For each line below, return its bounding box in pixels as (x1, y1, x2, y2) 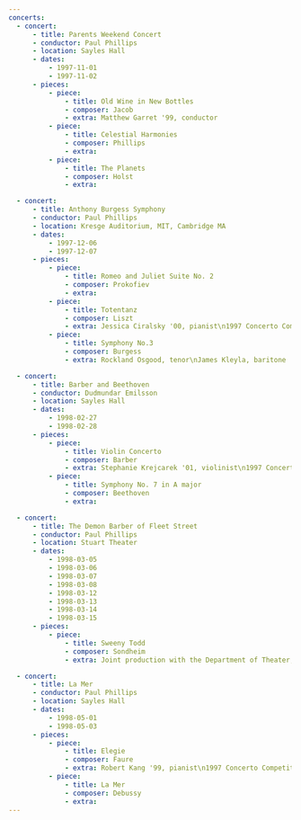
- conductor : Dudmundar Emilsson (31, 388, 158, 397)
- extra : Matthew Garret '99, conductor (65, 113, 218, 122)
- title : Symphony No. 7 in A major (65, 480, 202, 490)
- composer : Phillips (65, 138, 146, 147)
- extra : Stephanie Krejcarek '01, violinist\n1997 (65, 464, 262, 473)
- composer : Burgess (65, 347, 142, 356)
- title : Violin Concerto (65, 447, 163, 456)
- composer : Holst (65, 172, 134, 181)
